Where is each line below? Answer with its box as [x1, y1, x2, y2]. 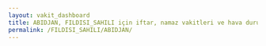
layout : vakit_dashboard [8, 11, 90, 19]
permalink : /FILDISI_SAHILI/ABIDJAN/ [8, 26, 133, 34]
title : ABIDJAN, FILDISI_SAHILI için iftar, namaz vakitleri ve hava [8, 19, 243, 27]
